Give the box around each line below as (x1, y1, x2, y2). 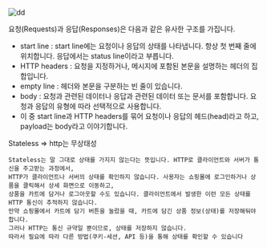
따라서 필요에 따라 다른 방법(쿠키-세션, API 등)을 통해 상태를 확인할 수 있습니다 (8, 233, 243, 241)
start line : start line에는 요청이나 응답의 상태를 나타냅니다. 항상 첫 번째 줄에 (19, 41, 257, 51)
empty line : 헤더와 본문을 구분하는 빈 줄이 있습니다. (19, 81, 183, 91)
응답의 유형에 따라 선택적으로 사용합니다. (34, 101, 162, 111)
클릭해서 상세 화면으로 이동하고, (22, 181, 115, 189)
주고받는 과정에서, (22, 165, 75, 173)
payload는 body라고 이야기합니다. (19, 121, 128, 131)
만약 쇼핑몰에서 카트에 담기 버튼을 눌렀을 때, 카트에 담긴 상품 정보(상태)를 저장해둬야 (8, 207, 257, 215)
